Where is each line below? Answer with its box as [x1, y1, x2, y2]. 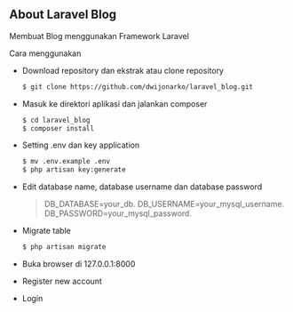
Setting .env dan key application [21, 140, 140, 150]
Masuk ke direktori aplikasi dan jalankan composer [21, 98, 208, 109]
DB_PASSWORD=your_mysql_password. [44, 208, 193, 219]
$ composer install [21, 124, 95, 132]
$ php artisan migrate [21, 243, 107, 252]
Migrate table [21, 226, 71, 236]
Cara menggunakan [9, 48, 82, 59]
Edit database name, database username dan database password [21, 181, 263, 192]
